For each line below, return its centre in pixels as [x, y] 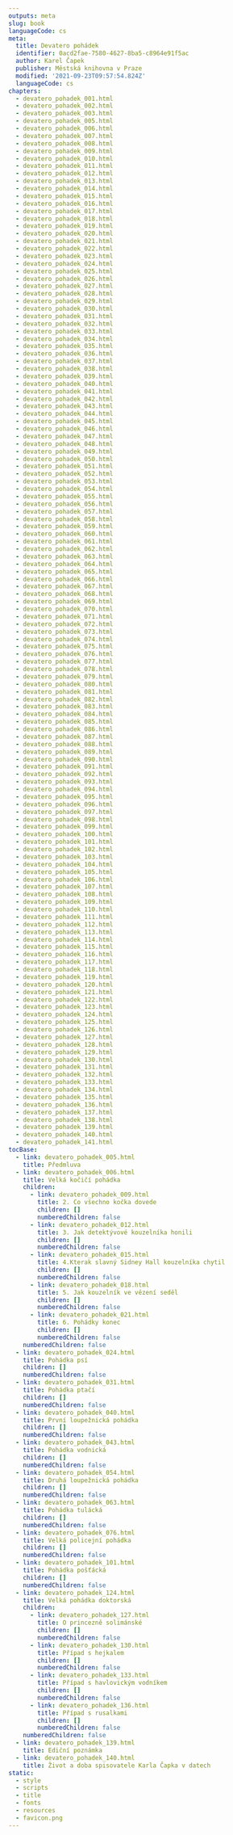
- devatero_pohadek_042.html [64, 399]
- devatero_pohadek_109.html [64, 902]
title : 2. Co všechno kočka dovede [97, 1203]
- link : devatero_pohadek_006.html [75, 1172]
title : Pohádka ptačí [59, 1390]
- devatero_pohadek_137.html [64, 1112]
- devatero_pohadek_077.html [64, 662]
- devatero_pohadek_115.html [64, 947]
